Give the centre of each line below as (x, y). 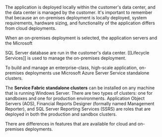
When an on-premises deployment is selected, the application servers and (81, 38)
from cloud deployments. (31, 28)
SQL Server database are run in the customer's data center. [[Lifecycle (77, 53)
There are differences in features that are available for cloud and (71, 124)
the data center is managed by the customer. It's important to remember (79, 12)
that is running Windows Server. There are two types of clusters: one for (79, 93)
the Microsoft (19, 43)
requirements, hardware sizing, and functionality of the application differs (80, 23)
